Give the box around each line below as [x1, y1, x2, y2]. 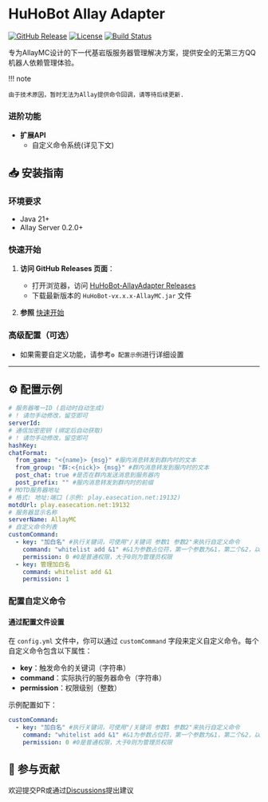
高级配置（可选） [8, 329, 74, 341]
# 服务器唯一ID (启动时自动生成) [8, 405, 105, 413]
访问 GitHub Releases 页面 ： [19, 264, 115, 273]
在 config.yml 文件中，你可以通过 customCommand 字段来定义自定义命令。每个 [8, 636, 259, 646]
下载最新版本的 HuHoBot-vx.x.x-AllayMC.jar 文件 [31, 291, 192, 301]
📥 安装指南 [8, 166, 64, 180]
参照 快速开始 [19, 308, 65, 317]
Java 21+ [19, 213, 50, 224]
